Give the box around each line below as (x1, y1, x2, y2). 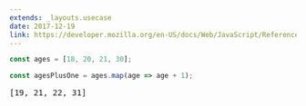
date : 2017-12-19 (9, 22, 76, 31)
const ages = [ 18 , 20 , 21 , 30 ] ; (9, 55, 132, 64)
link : (9, 30, 30, 39)
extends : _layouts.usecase (9, 13, 112, 23)
